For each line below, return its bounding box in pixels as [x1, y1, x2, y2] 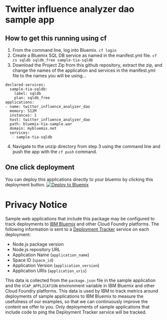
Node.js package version [12, 241, 64, 247]
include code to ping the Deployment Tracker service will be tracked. [5, 309, 147, 315]
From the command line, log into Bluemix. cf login [12, 47, 117, 53]
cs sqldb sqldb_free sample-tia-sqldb [12, 58, 93, 63]
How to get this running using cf [5, 34, 107, 42]
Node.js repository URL [12, 246, 61, 252]
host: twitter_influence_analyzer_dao [9, 117, 91, 122]
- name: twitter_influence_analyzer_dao [5, 104, 91, 109]
